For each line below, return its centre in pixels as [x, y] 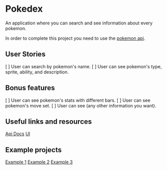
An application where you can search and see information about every [79, 23]
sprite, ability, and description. [37, 72]
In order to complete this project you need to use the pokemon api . [75, 38]
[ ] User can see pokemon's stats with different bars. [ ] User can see [78, 100]
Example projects [34, 150]
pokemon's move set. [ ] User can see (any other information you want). [81, 105]
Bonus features [30, 88]
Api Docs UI [18, 134]
